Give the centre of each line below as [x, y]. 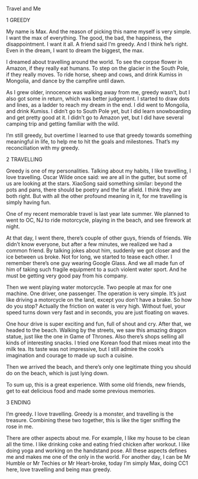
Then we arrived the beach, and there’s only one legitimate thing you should [99, 367]
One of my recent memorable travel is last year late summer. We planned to [98, 214]
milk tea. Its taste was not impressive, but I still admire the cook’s [85, 349]
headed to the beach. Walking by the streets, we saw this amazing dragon [96, 330]
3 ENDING [19, 402]
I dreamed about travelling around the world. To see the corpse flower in [94, 62]
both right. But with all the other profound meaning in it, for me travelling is [97, 196]
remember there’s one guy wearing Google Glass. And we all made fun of [95, 263]
